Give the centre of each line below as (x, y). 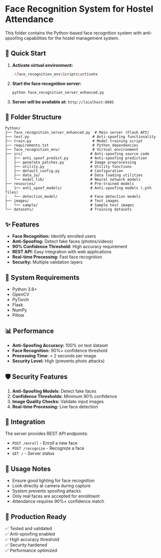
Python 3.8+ (25, 289)
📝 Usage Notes (28, 469)
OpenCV (21, 294)
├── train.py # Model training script (74, 141)
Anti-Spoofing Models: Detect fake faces (54, 391)
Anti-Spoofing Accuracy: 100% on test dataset (60, 345)
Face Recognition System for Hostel (79, 9)
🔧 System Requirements (42, 278)
